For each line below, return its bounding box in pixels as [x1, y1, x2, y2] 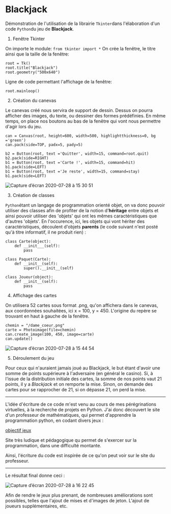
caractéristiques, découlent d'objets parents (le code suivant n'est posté [5, 223, 158, 230]
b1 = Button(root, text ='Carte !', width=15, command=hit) [5, 160, 136, 165]
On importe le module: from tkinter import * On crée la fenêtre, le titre [5, 45, 156, 51]
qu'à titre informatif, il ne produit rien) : [5, 229, 87, 235]
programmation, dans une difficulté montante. [5, 442, 102, 448]
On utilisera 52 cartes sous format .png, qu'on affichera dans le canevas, [5, 302, 158, 308]
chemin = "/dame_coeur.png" [5, 323, 65, 328]
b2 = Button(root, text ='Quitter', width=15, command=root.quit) [5, 151, 149, 156]
